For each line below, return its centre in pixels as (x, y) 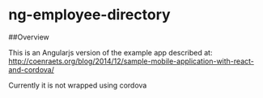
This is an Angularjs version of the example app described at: (110, 52)
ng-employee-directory (90, 15)
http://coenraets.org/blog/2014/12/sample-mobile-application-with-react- (131, 61)
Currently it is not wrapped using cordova (78, 85)
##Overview (29, 37)
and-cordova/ (31, 69)
